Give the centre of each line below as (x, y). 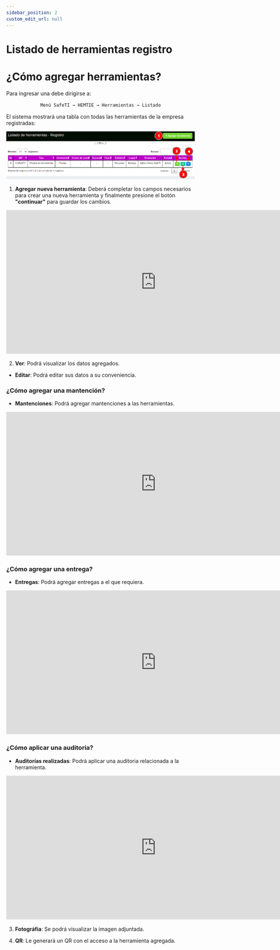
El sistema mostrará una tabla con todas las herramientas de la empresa (95, 116)
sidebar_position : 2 (32, 13)
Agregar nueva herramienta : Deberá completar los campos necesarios (103, 189)
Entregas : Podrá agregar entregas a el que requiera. (79, 582)
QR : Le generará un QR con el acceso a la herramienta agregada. (95, 940)
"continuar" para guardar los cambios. (63, 201)
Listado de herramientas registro (89, 49)
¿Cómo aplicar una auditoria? (50, 748)
